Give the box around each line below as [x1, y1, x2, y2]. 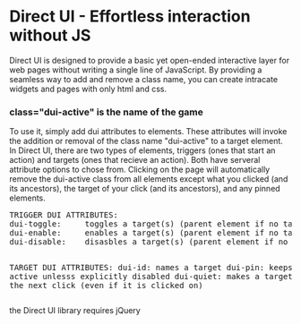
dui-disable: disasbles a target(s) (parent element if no [9, 237, 288, 247]
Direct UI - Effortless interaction [9, 6, 251, 27]
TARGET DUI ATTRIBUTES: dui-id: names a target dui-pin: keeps [9, 262, 293, 273]
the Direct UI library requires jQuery [9, 305, 141, 316]
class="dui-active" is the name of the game [9, 106, 203, 118]
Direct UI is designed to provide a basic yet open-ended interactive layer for [9, 55, 289, 65]
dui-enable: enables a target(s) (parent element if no [9, 228, 279, 238]
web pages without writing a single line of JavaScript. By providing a [9, 64, 262, 75]
